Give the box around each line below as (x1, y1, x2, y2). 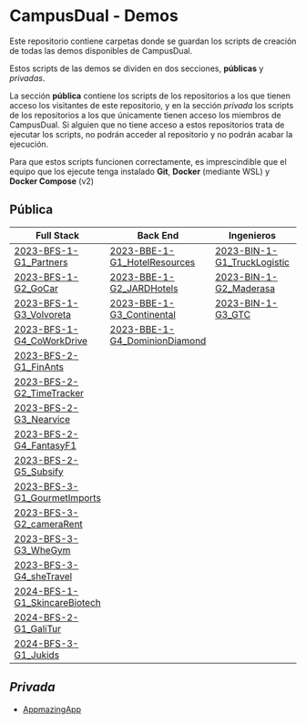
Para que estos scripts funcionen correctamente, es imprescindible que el (9, 156, 287, 167)
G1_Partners (14, 256, 68, 269)
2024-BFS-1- (14, 585, 79, 597)
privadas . (9, 72, 46, 83)
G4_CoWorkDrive (14, 334, 88, 347)
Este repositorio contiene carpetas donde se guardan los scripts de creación (9, 36, 297, 46)
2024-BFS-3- (14, 637, 79, 649)
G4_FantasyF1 (14, 439, 77, 452)
